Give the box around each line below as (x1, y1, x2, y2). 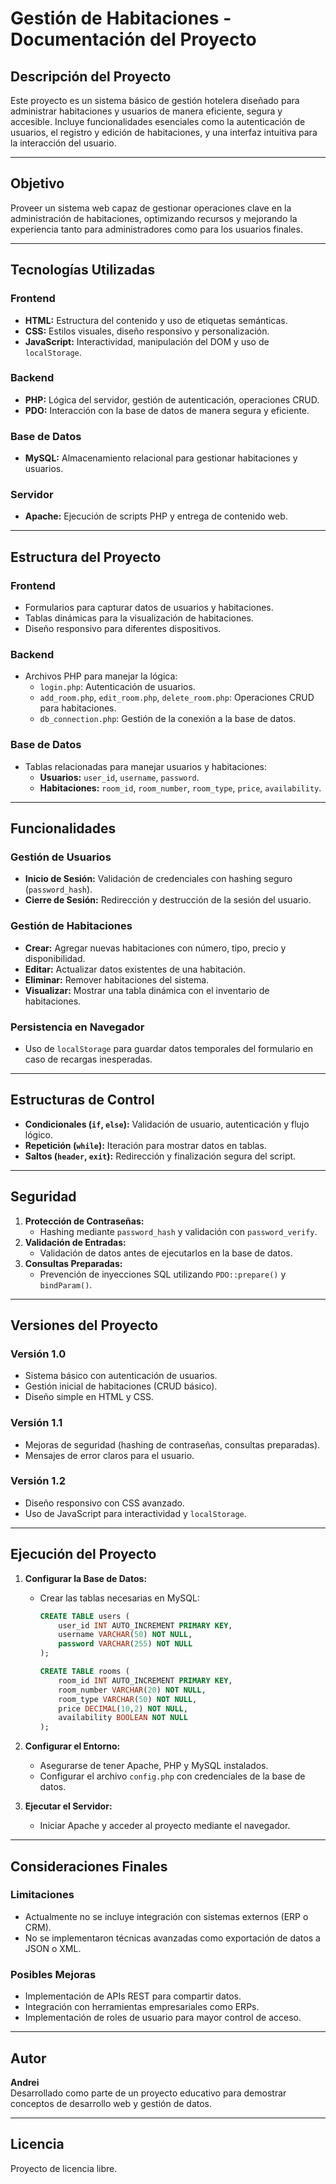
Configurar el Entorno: (24, 1740, 121, 1752)
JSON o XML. (24, 1942, 82, 1954)
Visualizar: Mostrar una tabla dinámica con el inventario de (24, 984, 270, 996)
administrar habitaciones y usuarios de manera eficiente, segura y (10, 105, 283, 117)
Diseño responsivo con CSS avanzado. (24, 1497, 185, 1509)
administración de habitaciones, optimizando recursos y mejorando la (10, 212, 298, 224)
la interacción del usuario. (10, 137, 117, 149)
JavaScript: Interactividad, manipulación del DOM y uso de (24, 335, 270, 347)
